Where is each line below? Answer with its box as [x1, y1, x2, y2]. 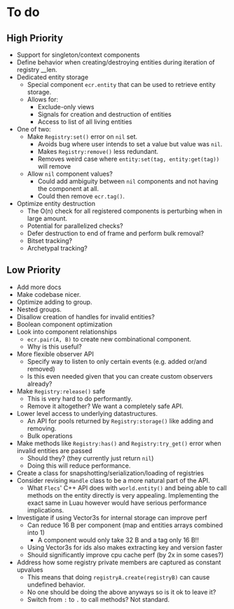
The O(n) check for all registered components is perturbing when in [27, 207, 222, 215]
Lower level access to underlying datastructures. [16, 409, 158, 417]
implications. [27, 505, 64, 514]
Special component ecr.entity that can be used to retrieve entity [27, 80, 216, 88]
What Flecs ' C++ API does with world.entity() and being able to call [27, 484, 227, 492]
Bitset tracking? [27, 237, 73, 245]
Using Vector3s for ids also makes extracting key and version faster [27, 543, 223, 552]
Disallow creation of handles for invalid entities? [16, 312, 155, 321]
